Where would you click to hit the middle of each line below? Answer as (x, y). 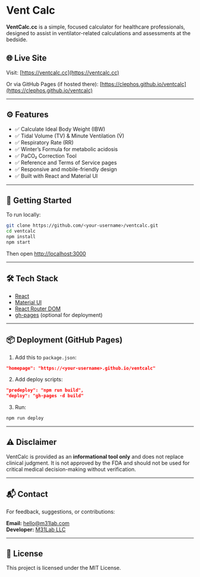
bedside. (17, 39)
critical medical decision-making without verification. (71, 469)
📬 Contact (27, 494)
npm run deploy (25, 418)
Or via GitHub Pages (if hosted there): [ (54, 84)
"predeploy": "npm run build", (45, 390)
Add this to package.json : (46, 357)
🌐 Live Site (26, 58)
